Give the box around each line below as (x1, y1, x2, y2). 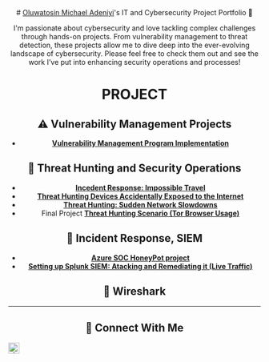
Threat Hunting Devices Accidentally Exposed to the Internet (37, 191, 244, 201)
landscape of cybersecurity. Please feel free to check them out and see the (10, 49, 259, 58)
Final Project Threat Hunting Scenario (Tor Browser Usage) (41, 208, 240, 218)
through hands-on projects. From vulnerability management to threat (21, 32, 248, 41)
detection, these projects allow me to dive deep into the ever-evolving (19, 40, 250, 50)
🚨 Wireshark (102, 284, 167, 299)
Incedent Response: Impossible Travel (75, 183, 206, 192)
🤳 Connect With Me (85, 320, 184, 335)
